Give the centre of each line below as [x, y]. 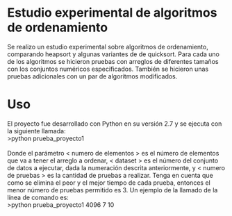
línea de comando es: [38, 197]
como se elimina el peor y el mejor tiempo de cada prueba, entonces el [109, 183]
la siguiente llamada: [36, 131]
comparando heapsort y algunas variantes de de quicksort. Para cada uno [114, 54]
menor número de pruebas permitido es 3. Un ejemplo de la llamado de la [113, 190]
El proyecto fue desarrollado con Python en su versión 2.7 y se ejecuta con [115, 124]
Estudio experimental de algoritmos [112, 13]
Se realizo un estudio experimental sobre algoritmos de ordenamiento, [108, 47]
